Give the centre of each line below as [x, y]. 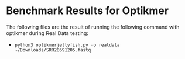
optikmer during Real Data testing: [47, 33]
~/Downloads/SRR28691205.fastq [53, 50]
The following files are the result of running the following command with [93, 27]
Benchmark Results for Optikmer [87, 11]
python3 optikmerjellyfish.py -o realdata [67, 45]
